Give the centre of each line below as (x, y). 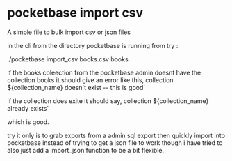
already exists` (28, 108)
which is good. (28, 122)
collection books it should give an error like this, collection (90, 80)
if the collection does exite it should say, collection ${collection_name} (108, 101)
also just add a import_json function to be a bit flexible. (86, 150)
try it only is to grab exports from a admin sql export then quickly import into (116, 135)
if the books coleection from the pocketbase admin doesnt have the (104, 72)
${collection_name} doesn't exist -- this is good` (76, 87)
